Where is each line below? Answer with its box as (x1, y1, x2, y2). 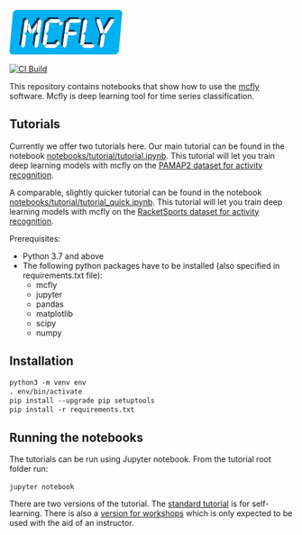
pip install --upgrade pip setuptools (9, 396, 155, 406)
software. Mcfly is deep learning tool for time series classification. (9, 90, 255, 101)
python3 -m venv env (9, 378, 87, 388)
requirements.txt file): (22, 270, 104, 281)
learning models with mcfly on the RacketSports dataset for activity (9, 206, 260, 217)
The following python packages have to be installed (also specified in (22, 260, 280, 271)
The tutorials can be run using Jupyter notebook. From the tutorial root (9, 454, 272, 465)
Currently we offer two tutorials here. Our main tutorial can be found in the (9, 141, 286, 152)
